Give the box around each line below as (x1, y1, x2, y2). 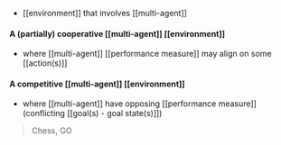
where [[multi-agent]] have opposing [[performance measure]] (22, 98, 258, 109)
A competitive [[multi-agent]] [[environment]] (9, 78, 185, 89)
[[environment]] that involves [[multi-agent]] (22, 8, 188, 18)
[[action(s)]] (22, 58, 68, 68)
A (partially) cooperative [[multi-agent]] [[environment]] (9, 28, 226, 39)
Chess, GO (31, 125, 72, 136)
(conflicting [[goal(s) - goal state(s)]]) (22, 108, 163, 119)
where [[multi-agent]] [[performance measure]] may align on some (22, 49, 273, 59)
